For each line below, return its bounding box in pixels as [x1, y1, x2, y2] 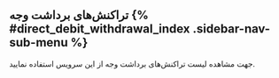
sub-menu [9, 35, 68, 50]
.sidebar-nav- [192, 22, 271, 37]
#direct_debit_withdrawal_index [9, 22, 190, 37]
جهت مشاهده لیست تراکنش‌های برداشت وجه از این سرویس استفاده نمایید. [9, 58, 255, 69]
